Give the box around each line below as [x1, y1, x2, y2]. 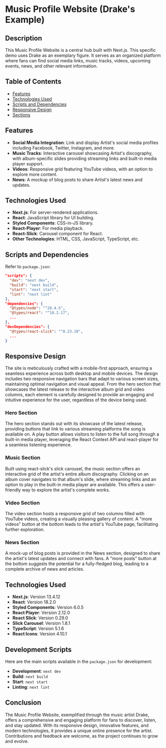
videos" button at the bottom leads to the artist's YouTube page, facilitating [5, 521, 159, 527]
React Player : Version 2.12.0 [12, 609, 70, 616]
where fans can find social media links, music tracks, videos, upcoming [5, 58, 151, 63]
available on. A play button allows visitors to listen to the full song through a [5, 431, 160, 437]
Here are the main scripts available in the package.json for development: [5, 659, 153, 664]
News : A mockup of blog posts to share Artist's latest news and [12, 176, 143, 182]
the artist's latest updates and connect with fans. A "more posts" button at [5, 556, 157, 562]
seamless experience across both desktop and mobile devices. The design [5, 370, 158, 377]
